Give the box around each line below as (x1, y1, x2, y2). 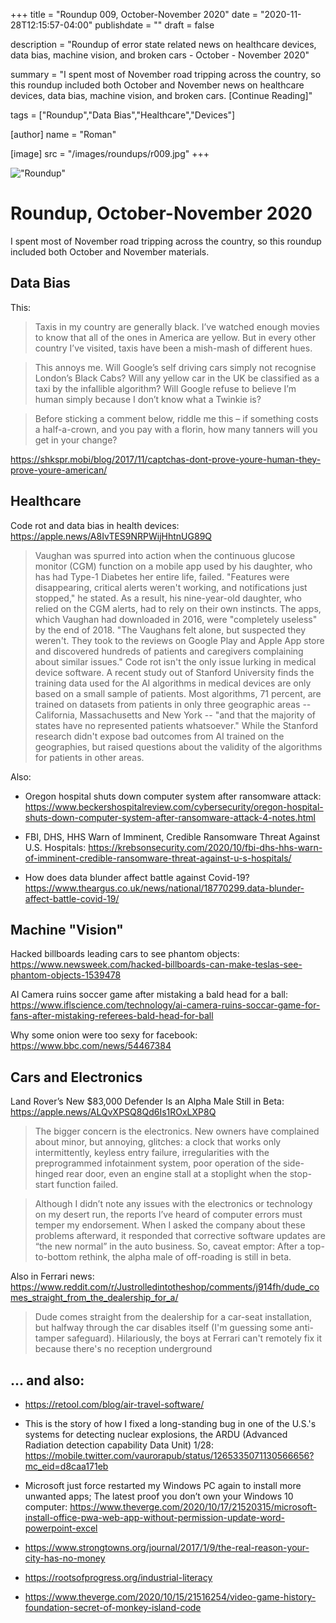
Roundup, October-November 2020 (10, 202, 313, 225)
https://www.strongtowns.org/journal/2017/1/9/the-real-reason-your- (24, 1542, 310, 1553)
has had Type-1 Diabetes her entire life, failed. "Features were (34, 570, 290, 583)
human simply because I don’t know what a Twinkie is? (34, 393, 262, 405)
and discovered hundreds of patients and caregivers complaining (34, 645, 304, 657)
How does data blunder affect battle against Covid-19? (24, 871, 250, 883)
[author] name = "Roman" (10, 129, 117, 140)
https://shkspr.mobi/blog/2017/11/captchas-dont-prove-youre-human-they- (10, 453, 322, 465)
